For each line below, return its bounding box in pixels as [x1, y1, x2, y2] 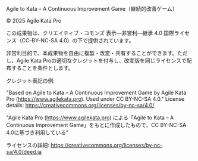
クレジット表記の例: [6, 77, 55, 84]
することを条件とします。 [11, 64, 74, 72]
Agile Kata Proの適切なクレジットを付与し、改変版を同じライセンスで [16, 57, 187, 64]
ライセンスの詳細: [6, 142, 49, 148]
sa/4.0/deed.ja [6, 148, 42, 155]
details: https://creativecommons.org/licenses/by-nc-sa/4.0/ [6, 102, 155, 109]
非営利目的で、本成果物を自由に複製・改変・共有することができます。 [6, 49, 178, 57]
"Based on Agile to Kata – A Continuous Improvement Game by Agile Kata [6, 89, 187, 96]
